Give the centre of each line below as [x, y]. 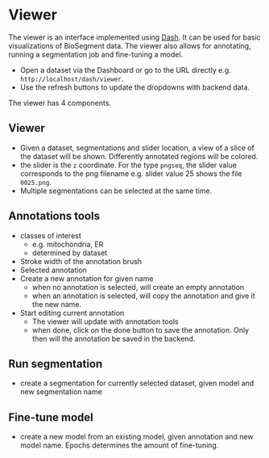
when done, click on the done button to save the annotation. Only [141, 330]
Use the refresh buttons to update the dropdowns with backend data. [135, 87]
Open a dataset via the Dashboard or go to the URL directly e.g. [125, 69]
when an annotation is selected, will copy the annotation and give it [143, 296]
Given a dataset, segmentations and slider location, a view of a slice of [137, 148]
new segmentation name [61, 392]
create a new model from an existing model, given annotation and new [137, 437]
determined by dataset [70, 253]
